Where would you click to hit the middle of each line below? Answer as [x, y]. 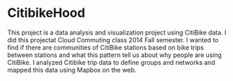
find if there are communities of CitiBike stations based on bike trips [106, 47]
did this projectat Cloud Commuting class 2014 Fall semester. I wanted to [113, 39]
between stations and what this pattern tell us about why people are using [114, 55]
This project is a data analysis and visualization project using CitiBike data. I [117, 32]
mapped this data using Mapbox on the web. [72, 70]
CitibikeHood [46, 13]
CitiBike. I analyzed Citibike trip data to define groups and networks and [111, 62]
